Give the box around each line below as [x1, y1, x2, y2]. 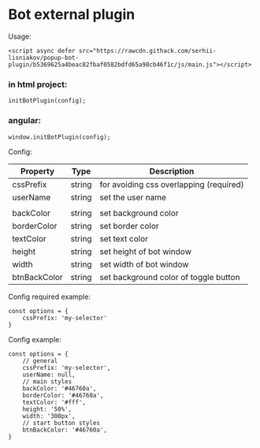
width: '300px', [22, 412, 76, 420]
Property [20, 166, 55, 177]
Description [149, 166, 195, 177]
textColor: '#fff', [22, 398, 87, 406]
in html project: [8, 79, 68, 90]
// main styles [22, 377, 72, 386]
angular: [8, 115, 42, 126]
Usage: [8, 32, 32, 41]
